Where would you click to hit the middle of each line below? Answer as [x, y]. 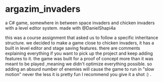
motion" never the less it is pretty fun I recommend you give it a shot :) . [78, 74]
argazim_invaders [43, 9]
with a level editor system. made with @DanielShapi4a [60, 28]
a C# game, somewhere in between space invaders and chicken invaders [80, 23]
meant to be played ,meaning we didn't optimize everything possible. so [79, 64]
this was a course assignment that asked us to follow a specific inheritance [82, 38]
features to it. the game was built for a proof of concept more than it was [79, 58]
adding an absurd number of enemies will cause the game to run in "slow [80, 69]
